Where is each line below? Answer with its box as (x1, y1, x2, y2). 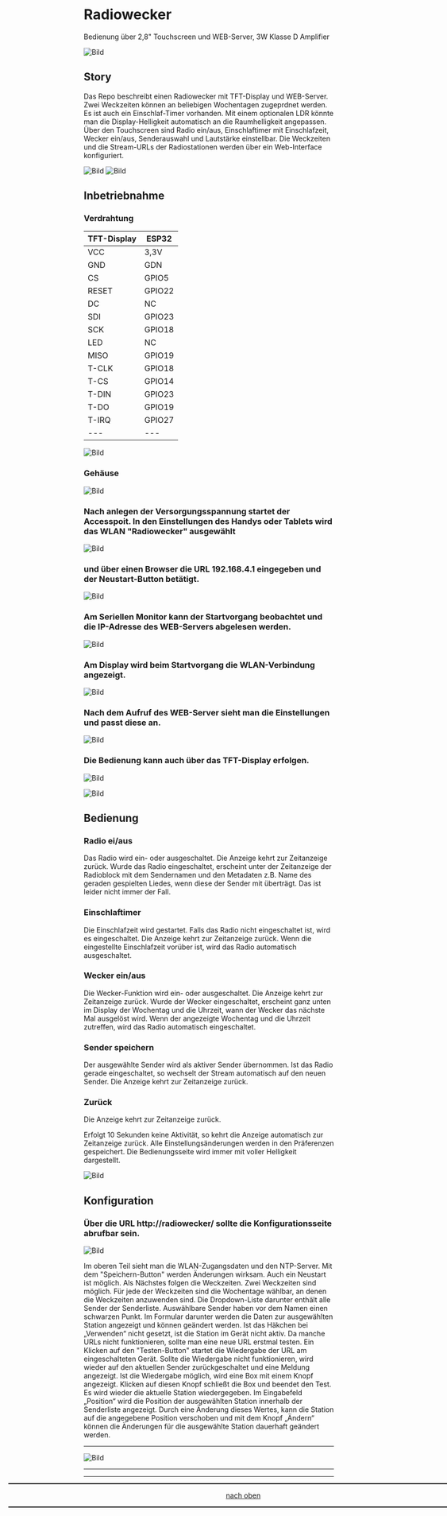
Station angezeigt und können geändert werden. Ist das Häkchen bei (83, 1320, 308, 1330)
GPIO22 (144, 285, 175, 297)
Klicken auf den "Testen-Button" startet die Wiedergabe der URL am (83, 1346, 307, 1355)
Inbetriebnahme (83, 189, 165, 203)
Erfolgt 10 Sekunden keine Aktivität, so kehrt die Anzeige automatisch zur (83, 1130, 324, 1140)
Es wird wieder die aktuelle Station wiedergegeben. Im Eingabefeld (83, 1388, 303, 1398)
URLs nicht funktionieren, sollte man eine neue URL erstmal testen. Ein (83, 1337, 314, 1347)
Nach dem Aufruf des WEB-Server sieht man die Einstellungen (83, 707, 330, 718)
